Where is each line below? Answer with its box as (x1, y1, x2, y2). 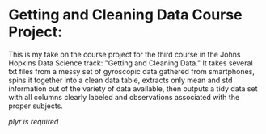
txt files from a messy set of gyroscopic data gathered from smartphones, (8, 66, 255, 76)
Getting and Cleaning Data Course (8, 6, 243, 24)
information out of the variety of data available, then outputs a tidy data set (8, 83, 258, 94)
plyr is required (8, 116, 59, 126)
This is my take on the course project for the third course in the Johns (8, 49, 241, 59)
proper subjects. (8, 101, 63, 111)
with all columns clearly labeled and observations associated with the (8, 92, 240, 102)
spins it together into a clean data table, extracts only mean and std (8, 75, 233, 85)
